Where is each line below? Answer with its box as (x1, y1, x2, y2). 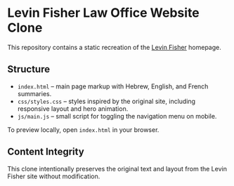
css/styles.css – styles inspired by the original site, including (17, 97, 195, 105)
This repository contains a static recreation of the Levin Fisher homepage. (7, 43, 221, 51)
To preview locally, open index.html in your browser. (7, 125, 160, 134)
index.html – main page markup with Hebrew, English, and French (17, 82, 209, 91)
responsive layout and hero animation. (17, 104, 129, 113)
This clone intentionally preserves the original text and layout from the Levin (7, 164, 227, 173)
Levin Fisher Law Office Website (7, 5, 200, 21)
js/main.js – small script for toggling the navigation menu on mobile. (17, 112, 217, 120)
